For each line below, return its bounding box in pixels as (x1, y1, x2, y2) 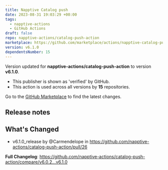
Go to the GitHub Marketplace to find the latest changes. (5, 94, 121, 100)
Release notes (5, 108, 50, 116)
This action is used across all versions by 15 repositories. (12, 83, 130, 90)
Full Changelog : (5, 153, 38, 159)
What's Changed (5, 125, 59, 134)
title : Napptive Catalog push (5, 7, 68, 13)
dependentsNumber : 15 (5, 49, 50, 54)
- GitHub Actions (9, 26, 46, 31)
